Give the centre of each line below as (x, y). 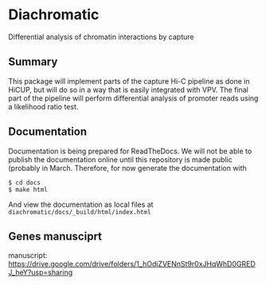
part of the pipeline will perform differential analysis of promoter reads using (133, 98)
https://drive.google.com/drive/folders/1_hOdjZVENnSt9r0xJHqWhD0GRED (132, 264)
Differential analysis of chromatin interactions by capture (101, 37)
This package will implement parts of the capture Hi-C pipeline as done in (129, 81)
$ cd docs (25, 182)
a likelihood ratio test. (43, 106)
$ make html (28, 189)
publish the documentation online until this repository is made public (120, 159)
